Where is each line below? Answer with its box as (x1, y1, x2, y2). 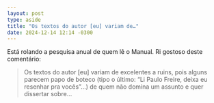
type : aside (7, 16, 41, 23)
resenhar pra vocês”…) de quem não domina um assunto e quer (23, 83, 204, 91)
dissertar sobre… (23, 90, 72, 98)
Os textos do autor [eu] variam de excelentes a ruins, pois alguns (23, 68, 207, 76)
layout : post (7, 10, 44, 17)
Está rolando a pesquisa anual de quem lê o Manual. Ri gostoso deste (7, 48, 203, 56)
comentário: (7, 55, 41, 63)
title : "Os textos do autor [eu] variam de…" (7, 23, 139, 29)
